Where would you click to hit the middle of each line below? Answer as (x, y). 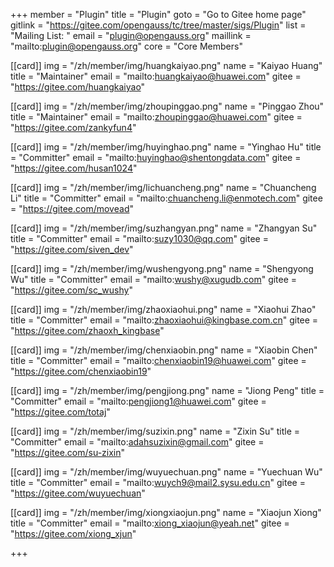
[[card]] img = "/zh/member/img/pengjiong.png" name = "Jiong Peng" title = (167, 390)
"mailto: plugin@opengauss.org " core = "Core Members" (126, 46)
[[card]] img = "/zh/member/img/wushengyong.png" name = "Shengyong (162, 268)
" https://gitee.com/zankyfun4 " (73, 127)
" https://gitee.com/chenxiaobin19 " (81, 371)
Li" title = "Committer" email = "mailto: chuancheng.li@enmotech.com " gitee (166, 198)
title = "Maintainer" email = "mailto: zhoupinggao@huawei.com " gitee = (156, 117)
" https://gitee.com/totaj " (60, 412)
